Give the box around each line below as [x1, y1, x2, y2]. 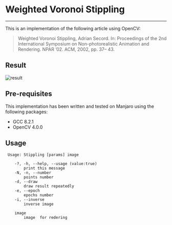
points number [24, 175, 54, 180]
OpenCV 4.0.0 [12, 124, 43, 130]
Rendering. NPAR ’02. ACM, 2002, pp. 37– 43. [17, 46, 115, 52]
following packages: [5, 109, 48, 115]
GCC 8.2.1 [12, 118, 34, 125]
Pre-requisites [5, 90, 52, 98]
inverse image [24, 201, 54, 207]
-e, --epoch [14, 188, 40, 193]
